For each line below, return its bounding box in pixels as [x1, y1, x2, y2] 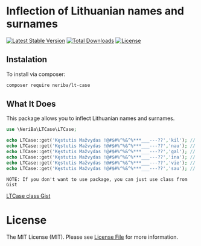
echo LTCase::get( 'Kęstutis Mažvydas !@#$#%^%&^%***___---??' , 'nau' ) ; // [6, 143, 196, 149]
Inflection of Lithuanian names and [6, 4, 184, 18]
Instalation [6, 54, 47, 65]
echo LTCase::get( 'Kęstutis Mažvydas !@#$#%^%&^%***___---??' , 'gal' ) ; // [6, 149, 196, 155]
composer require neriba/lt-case [6, 82, 91, 88]
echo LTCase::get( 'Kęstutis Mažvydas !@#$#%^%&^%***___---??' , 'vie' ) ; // [6, 160, 196, 166]
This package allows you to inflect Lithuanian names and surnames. [6, 115, 175, 122]
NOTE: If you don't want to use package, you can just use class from [6, 176, 188, 182]
